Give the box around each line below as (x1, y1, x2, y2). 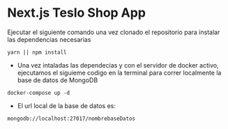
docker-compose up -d (7, 89, 70, 96)
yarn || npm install (7, 49, 68, 56)
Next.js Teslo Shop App (7, 5, 146, 21)
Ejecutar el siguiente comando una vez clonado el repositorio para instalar (7, 28, 220, 36)
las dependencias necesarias (7, 35, 91, 43)
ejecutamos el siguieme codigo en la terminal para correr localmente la (17, 68, 222, 77)
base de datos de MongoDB (17, 75, 98, 84)
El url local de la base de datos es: (17, 101, 116, 109)
